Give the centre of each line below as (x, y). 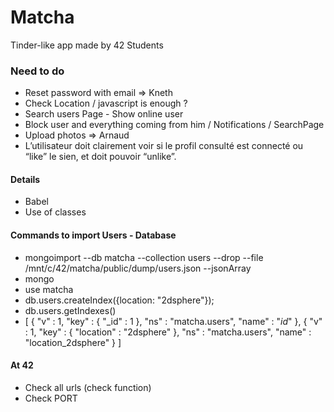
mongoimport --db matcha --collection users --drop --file (144, 257)
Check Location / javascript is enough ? (106, 103)
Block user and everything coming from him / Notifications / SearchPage (174, 125)
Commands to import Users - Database (93, 235)
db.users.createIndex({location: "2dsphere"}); (119, 300)
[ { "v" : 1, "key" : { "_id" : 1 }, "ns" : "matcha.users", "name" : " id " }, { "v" (173, 321)
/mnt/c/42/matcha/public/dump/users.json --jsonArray (138, 268)
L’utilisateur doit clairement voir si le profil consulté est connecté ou (164, 146)
